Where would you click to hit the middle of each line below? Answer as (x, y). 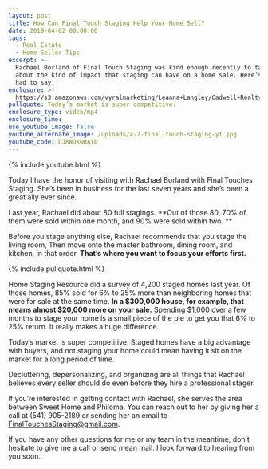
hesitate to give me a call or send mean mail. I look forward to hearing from (132, 447)
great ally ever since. (43, 197)
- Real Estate (39, 45)
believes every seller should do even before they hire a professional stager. (132, 383)
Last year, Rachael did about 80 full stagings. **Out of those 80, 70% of (127, 212)
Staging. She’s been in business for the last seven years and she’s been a (128, 188)
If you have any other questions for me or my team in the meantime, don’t (129, 439)
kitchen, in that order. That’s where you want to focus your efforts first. (128, 253)
